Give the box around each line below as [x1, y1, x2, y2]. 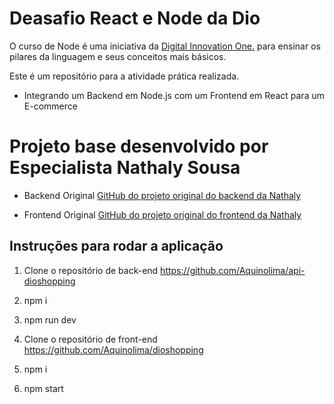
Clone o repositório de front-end [23, 333, 158, 345]
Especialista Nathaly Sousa [9, 157, 241, 179]
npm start [23, 382, 64, 394]
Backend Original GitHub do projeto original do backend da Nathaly [23, 189, 302, 201]
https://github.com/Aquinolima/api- [160, 264, 306, 276]
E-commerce [23, 100, 78, 112]
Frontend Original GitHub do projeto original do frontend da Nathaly [23, 208, 302, 221]
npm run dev [23, 313, 77, 326]
